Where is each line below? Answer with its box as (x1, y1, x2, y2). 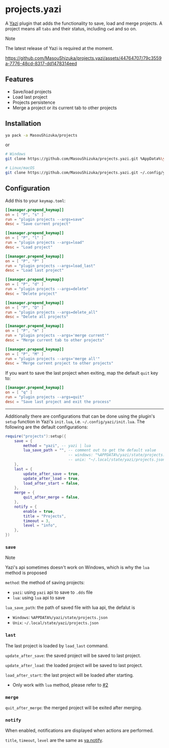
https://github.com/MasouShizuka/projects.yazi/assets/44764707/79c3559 (5, 55, 162, 61)
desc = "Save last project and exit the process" (5, 399, 112, 404)
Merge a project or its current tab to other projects (12, 105, 117, 111)
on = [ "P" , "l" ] (5, 235, 44, 241)
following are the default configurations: (5, 424, 88, 430)
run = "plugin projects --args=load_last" (5, 263, 96, 269)
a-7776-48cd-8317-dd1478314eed (5, 60, 77, 66)
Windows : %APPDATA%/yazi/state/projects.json (12, 614, 108, 621)
